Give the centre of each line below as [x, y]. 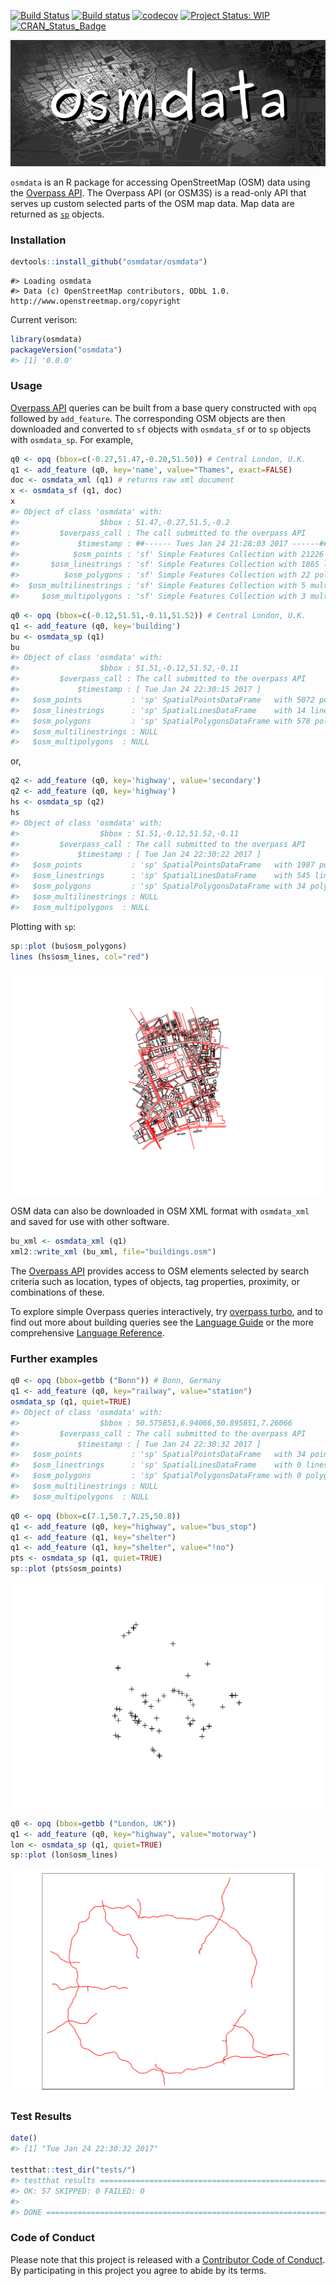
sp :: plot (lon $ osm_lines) [64, 1855]
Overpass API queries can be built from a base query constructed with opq [163, 407]
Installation [38, 240]
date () [24, 2138]
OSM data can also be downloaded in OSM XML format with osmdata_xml [160, 1211]
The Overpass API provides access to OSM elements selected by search [160, 1271]
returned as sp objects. [57, 214]
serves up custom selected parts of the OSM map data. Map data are [152, 203]
